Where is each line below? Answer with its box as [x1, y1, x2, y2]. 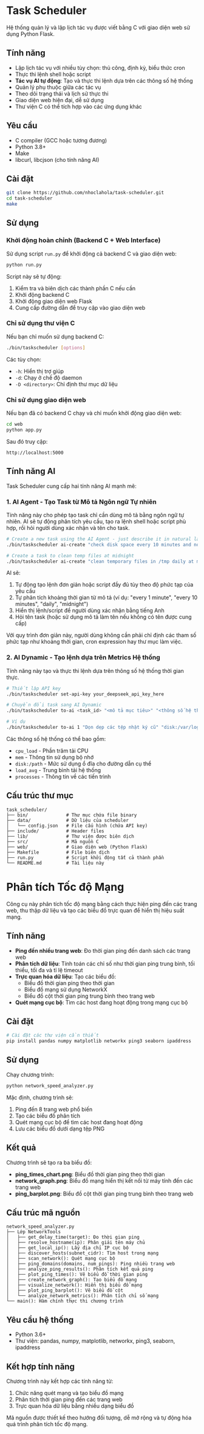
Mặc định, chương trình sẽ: [6, 1093, 74, 1101]
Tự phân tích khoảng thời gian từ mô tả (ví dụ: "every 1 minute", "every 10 [15, 594, 198, 601]
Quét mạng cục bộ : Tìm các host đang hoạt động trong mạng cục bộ [15, 998, 188, 1006]
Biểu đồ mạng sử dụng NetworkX [24, 986, 107, 993]
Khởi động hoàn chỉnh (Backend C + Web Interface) [6, 236, 161, 245]
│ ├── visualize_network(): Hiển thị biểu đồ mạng [6, 1282, 143, 1289]
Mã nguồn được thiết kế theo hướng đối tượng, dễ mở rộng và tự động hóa [6, 1414, 192, 1421]
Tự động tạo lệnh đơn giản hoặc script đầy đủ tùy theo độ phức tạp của [15, 581, 194, 588]
